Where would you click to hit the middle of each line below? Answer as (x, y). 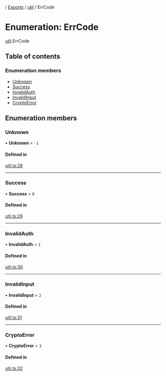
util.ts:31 (14, 317)
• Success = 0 (20, 193)
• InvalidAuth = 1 (23, 245)
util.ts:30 (14, 267)
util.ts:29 (14, 216)
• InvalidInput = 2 (23, 295)
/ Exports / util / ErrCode (30, 7)
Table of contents (33, 57)
